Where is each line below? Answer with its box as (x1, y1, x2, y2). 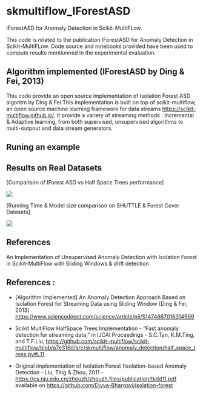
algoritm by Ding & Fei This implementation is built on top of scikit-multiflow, (6, 98, 196, 106)
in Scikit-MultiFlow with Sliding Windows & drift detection (6, 260, 150, 267)
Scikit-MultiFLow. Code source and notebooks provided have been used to (6, 42, 193, 50)
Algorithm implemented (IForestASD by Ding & (6, 67, 185, 77)
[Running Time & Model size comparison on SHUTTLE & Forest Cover (6, 201, 180, 209)
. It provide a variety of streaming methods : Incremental (53, 111, 194, 119)
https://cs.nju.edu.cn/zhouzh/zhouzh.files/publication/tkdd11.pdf (15, 375, 177, 382)
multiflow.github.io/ (6, 111, 55, 119)
